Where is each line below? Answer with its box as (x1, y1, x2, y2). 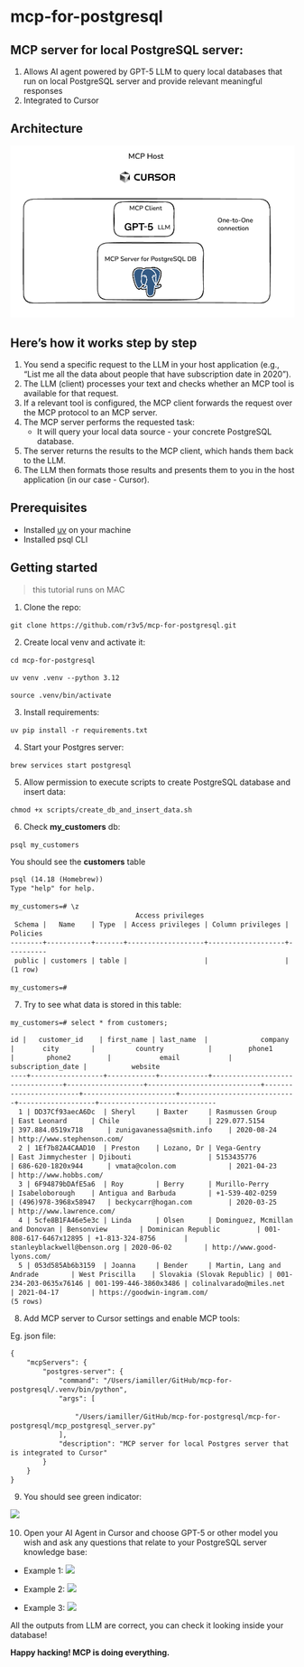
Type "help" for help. (10, 883, 96, 893)
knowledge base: (23, 1546, 88, 1557)
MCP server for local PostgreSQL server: (10, 42, 244, 58)
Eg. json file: (10, 1330, 57, 1341)
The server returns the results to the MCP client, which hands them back (23, 445, 294, 457)
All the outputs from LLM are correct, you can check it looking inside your (10, 1619, 284, 1631)
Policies (10, 928, 43, 938)
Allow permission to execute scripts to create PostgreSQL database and (23, 777, 291, 787)
